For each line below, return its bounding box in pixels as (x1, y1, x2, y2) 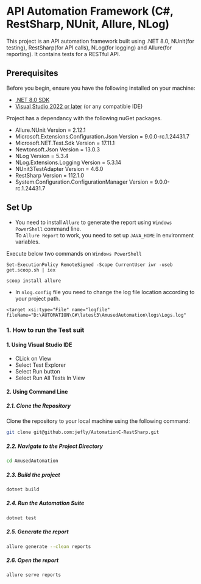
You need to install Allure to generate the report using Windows (15, 218, 172, 226)
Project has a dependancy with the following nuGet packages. (6, 114, 162, 121)
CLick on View (15, 355, 52, 362)
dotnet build (6, 486, 40, 492)
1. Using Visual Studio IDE (6, 341, 72, 348)
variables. (15, 238, 40, 245)
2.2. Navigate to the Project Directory (6, 442, 104, 450)
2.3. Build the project (6, 471, 60, 478)
